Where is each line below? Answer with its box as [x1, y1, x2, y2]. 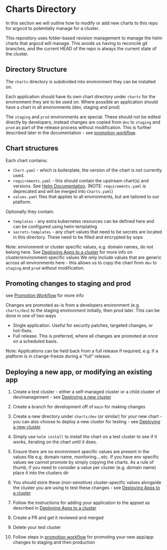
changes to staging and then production [12, 540, 95, 546]
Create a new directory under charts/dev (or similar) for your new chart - [12, 413, 163, 419]
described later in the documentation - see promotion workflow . [5, 130, 137, 136]
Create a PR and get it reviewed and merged [12, 515, 104, 521]
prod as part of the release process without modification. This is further [5, 124, 152, 130]
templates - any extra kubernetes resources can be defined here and [12, 218, 155, 224]
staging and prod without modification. [5, 265, 85, 271]
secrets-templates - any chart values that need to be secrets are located [12, 228, 162, 235]
